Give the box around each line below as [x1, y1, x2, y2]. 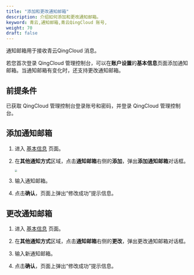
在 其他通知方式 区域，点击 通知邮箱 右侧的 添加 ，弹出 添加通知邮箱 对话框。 [14, 157, 189, 164]
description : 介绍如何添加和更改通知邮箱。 [6, 14, 101, 20]
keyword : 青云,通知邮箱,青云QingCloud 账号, [6, 19, 108, 25]
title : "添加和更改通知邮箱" [6, 8, 69, 15]
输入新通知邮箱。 [14, 250, 56, 257]
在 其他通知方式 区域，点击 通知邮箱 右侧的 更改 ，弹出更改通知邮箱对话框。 [14, 238, 189, 245]
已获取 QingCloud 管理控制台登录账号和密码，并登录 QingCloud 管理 [6, 102, 171, 109]
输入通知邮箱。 [14, 177, 51, 184]
